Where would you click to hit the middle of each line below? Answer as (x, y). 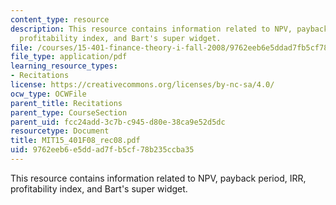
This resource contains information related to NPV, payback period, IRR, (158, 178)
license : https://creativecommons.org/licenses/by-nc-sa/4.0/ (142, 85)
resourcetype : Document (60, 131)
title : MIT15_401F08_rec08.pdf (75, 141)
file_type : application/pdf (69, 57)
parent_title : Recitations (66, 103)
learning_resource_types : (64, 66)
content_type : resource (60, 19)
